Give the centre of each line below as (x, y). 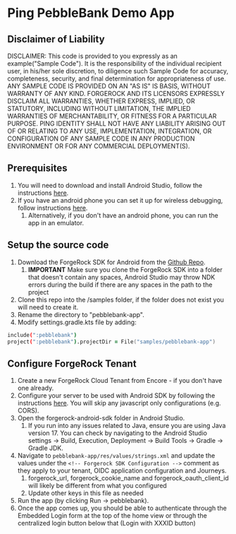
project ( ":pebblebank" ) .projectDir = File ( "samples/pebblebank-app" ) (112, 342)
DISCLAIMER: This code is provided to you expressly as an (93, 56)
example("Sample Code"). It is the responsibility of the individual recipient (114, 64)
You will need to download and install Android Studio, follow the (110, 185)
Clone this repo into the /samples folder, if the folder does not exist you (120, 299)
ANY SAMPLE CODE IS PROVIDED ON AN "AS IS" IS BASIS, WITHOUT (109, 86)
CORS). (28, 410)
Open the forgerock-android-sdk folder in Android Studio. (101, 418)
